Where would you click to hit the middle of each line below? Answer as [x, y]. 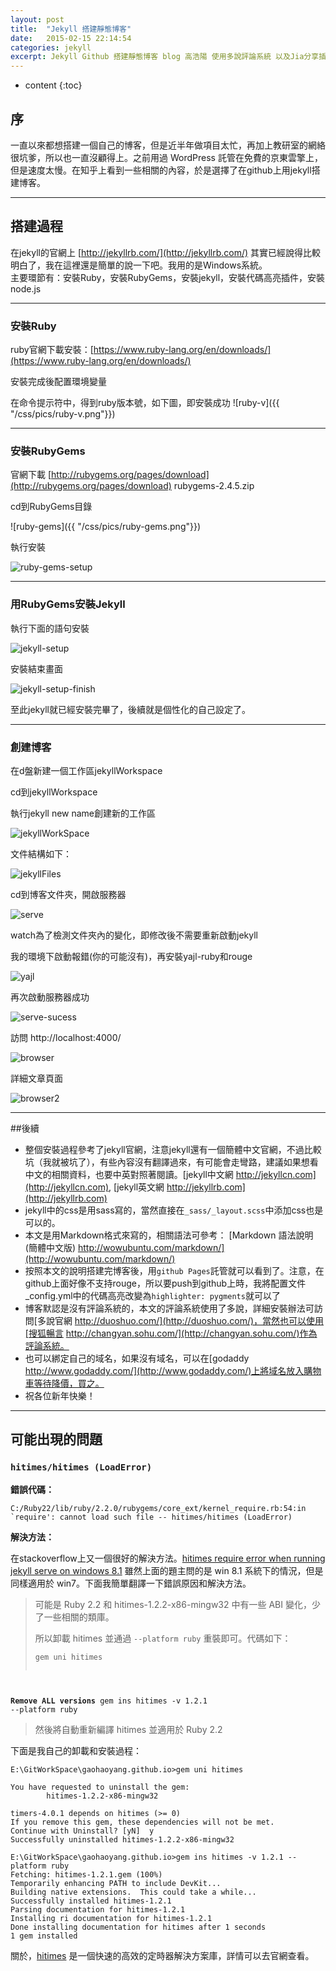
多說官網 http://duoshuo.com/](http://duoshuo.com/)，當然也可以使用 [180, 1320]
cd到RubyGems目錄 [51, 507]
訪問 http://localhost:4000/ [66, 1037]
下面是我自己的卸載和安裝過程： [76, 1750]
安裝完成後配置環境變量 [58, 382]
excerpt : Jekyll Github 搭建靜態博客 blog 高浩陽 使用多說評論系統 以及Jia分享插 [168, 57]
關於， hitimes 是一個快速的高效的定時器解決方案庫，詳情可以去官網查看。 [162, 1955]
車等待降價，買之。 [64, 1383]
